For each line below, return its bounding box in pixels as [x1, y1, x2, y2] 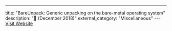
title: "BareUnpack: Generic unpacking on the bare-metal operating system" [5, 10, 165, 15]
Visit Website [5, 20, 33, 26]
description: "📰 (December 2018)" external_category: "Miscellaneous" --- [5, 15, 160, 21]
